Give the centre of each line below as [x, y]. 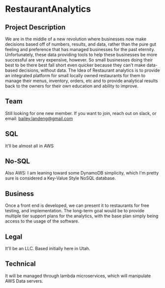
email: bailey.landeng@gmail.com [39, 118]
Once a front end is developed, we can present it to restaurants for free [77, 205]
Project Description [35, 27]
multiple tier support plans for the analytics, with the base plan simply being [82, 216]
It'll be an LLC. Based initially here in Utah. [48, 249]
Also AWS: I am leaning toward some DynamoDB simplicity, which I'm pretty [82, 173]
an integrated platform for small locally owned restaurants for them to [75, 75]
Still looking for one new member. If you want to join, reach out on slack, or [81, 113]
